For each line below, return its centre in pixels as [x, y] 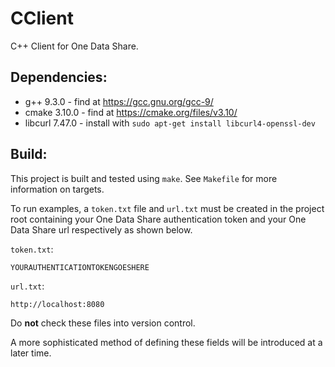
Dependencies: [59, 77]
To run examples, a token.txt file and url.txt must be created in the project [167, 208]
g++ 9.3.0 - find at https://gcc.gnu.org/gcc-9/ [119, 101]
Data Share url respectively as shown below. [101, 229]
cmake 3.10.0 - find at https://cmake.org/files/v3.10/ [131, 112]
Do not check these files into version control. [103, 323]
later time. [31, 353]
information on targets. [57, 189]
